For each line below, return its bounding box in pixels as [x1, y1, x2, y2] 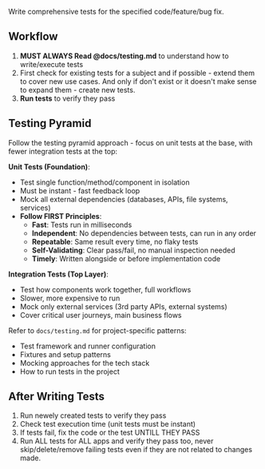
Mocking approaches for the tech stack [19, 358, 150, 368]
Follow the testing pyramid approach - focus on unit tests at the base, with [8, 137, 253, 147]
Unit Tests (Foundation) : [8, 161, 90, 171]
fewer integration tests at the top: [8, 146, 118, 156]
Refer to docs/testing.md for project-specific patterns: [8, 325, 187, 335]
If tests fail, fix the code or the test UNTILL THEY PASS [19, 427, 200, 438]
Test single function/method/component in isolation [19, 177, 190, 187]
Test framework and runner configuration [19, 341, 156, 351]
